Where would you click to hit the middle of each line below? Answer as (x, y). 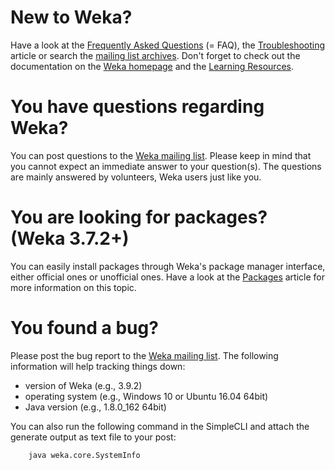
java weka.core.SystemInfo (84, 455)
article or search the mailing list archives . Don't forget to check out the (155, 55)
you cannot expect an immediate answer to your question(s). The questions (166, 166)
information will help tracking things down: (98, 366)
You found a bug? (84, 328)
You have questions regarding (137, 107)
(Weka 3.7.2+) (70, 238)
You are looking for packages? (139, 217)
